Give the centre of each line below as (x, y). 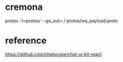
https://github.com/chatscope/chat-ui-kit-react (54, 54)
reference (26, 41)
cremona (24, 7)
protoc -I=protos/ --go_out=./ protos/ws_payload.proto (61, 21)
